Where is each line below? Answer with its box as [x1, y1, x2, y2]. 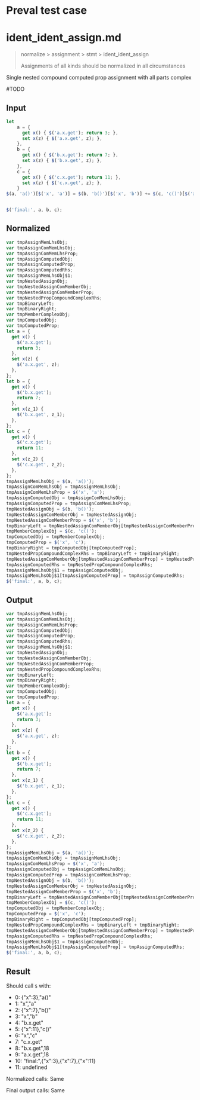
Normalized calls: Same [6, 1075, 64, 1082]
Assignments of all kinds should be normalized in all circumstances [20, 62, 186, 69]
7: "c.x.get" [14, 1038, 43, 1045]
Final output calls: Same [6, 1087, 65, 1094]
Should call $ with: [6, 982, 51, 989]
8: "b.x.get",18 [14, 1044, 49, 1052]
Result [6, 966, 31, 976]
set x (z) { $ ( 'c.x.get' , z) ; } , [21, 180, 102, 186]
